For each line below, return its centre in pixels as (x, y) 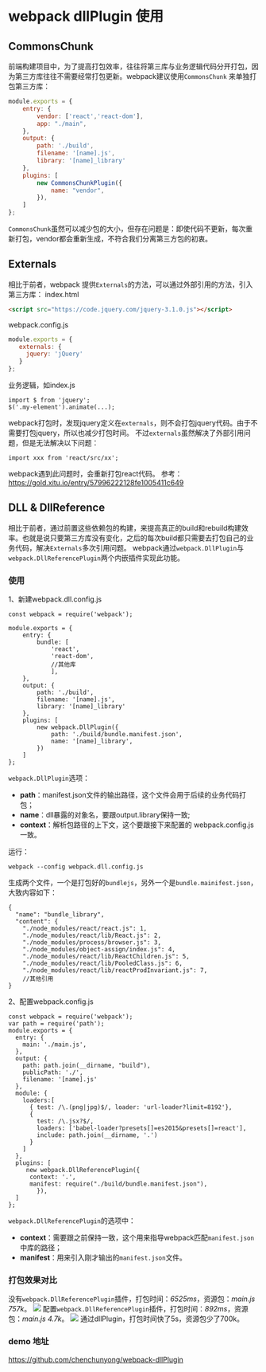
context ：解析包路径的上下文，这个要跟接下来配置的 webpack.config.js (137, 825)
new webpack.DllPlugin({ (78, 727)
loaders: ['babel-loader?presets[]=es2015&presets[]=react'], (142, 1128)
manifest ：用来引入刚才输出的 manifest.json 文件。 (103, 1258)
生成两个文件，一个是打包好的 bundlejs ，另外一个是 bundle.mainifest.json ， (133, 883)
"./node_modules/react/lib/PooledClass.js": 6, (102, 964)
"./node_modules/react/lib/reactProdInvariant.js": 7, (115, 970)
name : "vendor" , (77, 190)
